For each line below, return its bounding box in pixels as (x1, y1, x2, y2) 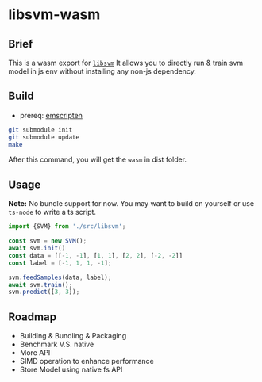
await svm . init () (8, 244, 66, 252)
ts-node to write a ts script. (8, 208, 97, 217)
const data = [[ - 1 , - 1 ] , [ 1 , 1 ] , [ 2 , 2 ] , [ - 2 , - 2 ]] (8, 251, 183, 259)
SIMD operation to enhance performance (19, 357, 155, 366)
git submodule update (8, 133, 80, 141)
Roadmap (8, 310, 57, 323)
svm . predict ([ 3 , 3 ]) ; (8, 288, 80, 296)
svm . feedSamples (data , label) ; (8, 273, 112, 281)
